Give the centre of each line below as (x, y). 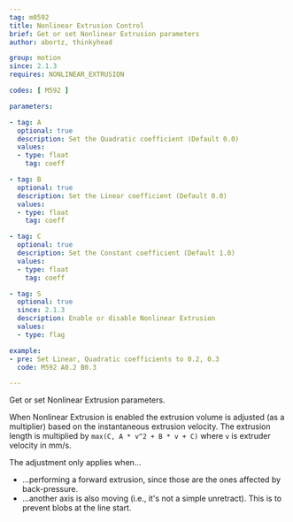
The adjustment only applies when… (75, 463)
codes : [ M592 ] (39, 90)
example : (25, 350)
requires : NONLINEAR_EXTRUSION (67, 75)
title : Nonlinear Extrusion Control (77, 26)
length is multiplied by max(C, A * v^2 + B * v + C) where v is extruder (140, 436)
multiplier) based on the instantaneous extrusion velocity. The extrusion (140, 426)
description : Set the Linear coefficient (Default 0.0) (122, 196)
